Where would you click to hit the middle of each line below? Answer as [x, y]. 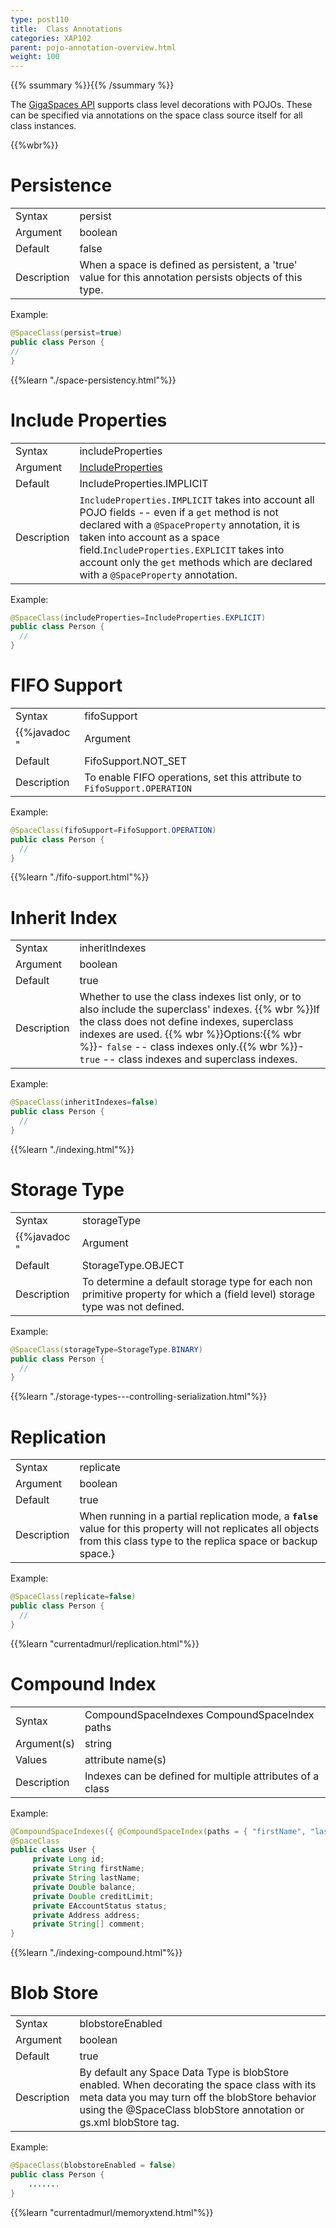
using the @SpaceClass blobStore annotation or [192, 2110]
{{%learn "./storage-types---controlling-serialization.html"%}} [139, 1397]
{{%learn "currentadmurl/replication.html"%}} [105, 1643]
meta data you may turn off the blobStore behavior [198, 2098]
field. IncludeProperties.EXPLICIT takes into [182, 549]
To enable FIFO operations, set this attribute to [193, 777]
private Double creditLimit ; [93, 1896]
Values [31, 1759]
